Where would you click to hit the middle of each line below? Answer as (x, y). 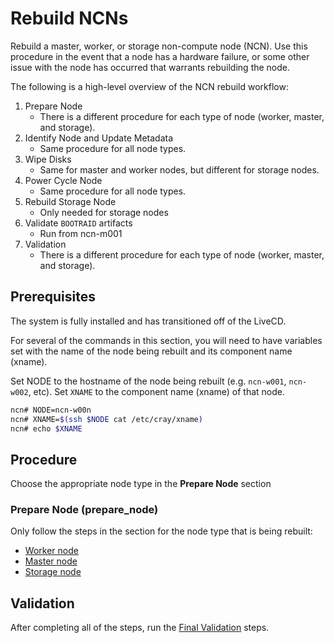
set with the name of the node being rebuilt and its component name (151, 351)
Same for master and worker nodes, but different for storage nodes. (179, 169)
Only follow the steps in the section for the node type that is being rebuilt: (161, 531)
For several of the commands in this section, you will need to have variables (166, 340)
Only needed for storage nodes (104, 212)
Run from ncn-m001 (81, 233)
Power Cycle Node (63, 180)
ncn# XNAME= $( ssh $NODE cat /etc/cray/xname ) (106, 419)
